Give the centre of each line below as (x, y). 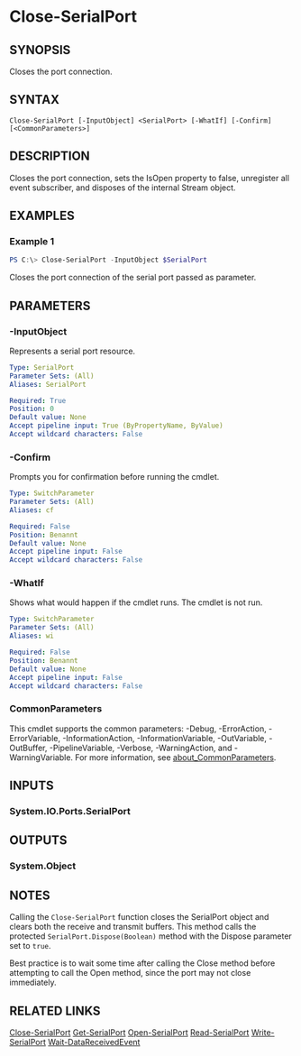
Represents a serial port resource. (73, 351)
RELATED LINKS (55, 1010)
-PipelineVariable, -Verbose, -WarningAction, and (141, 748)
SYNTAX (35, 100)
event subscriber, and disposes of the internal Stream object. (123, 188)
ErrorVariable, (35, 738)
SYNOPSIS (40, 50)
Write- (263, 1033)
